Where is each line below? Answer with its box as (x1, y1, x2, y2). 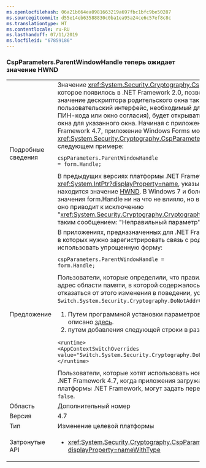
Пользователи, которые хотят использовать (57, 369, 189, 378)
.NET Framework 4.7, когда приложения (57, 376, 176, 385)
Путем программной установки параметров (67, 310, 201, 319)
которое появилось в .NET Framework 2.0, (57, 88, 183, 97)
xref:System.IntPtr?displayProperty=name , (57, 179, 180, 188)
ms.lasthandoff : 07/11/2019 (6, 32, 78, 38)
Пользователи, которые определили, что (57, 273, 180, 282)
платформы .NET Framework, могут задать (57, 384, 185, 393)
